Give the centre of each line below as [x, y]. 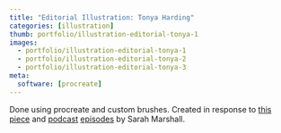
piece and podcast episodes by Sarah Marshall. [97, 119]
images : [24, 42]
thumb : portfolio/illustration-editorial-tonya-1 [104, 34]
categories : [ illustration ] [62, 26]
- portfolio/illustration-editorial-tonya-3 [102, 68]
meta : [19, 76]
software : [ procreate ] [60, 84]
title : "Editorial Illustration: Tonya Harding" [102, 17]
